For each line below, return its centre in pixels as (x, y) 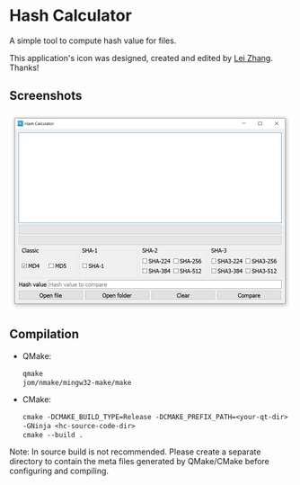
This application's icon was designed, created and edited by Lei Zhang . (141, 58)
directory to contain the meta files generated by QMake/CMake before (139, 461)
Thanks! (24, 67)
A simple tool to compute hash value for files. (93, 40)
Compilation (44, 334)
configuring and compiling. (59, 471)
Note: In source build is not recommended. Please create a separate (135, 452)
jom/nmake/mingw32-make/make (77, 382)
